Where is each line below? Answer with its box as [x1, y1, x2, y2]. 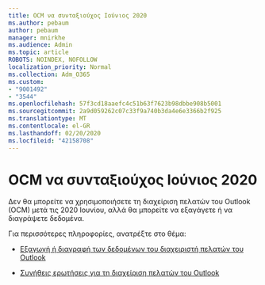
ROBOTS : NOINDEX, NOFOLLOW [8, 56, 98, 64]
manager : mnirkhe [8, 33, 66, 42]
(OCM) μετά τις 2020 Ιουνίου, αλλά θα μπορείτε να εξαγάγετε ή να [8, 205, 232, 215]
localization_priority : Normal [8, 63, 112, 71]
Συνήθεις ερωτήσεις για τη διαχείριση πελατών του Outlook [19, 268, 220, 278]
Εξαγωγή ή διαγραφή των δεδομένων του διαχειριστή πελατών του [19, 245, 244, 254]
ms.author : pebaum [8, 19, 69, 27]
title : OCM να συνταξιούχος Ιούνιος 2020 [8, 11, 148, 20]
